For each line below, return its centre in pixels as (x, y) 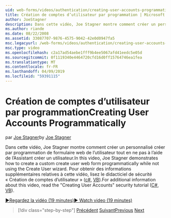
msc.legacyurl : (21, 43)
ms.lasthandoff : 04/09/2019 (35, 72)
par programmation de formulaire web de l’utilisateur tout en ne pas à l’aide (84, 152)
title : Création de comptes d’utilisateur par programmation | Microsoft (85, 15)
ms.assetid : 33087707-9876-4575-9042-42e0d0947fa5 (60, 39)
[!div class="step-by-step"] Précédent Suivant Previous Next (81, 210)
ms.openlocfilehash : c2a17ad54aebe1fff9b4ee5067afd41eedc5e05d (74, 52)
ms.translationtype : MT (31, 62)
